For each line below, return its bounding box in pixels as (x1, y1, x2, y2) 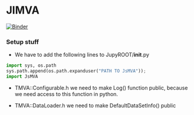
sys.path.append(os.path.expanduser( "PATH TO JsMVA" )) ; (6, 68, 146, 74)
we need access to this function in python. (14, 90, 119, 97)
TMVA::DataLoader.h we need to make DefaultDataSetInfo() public (14, 101, 176, 109)
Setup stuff (6, 38, 40, 46)
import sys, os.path (6, 63, 57, 68)
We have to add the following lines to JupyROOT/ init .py (14, 51, 149, 58)
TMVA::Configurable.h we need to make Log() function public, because (14, 84, 188, 91)
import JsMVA (6, 73, 38, 80)
